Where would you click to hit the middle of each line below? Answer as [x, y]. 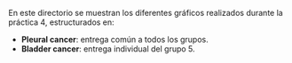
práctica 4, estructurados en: [61, 22]
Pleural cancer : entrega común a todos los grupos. [115, 39]
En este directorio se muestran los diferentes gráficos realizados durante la [146, 13]
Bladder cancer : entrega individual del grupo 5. [108, 49]
